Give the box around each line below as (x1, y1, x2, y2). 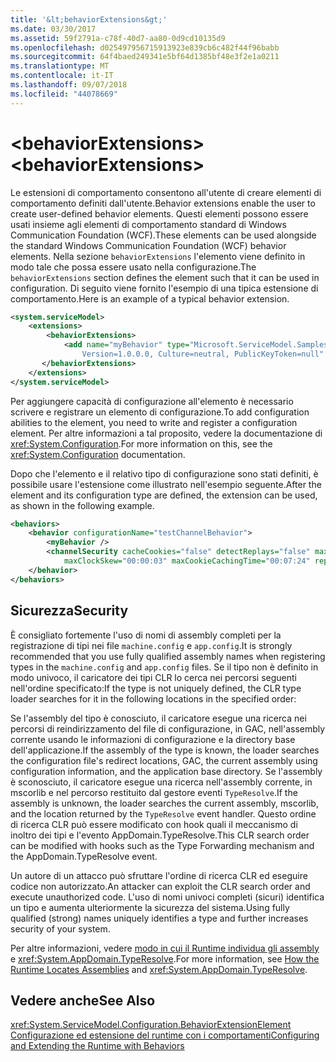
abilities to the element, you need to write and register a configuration (10, 416, 298, 428)
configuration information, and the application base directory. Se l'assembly (10, 765, 323, 777)
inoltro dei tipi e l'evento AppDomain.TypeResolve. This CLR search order (10, 829, 310, 841)
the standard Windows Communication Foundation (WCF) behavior (10, 239, 287, 251)
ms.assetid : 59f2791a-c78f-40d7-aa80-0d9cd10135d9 (10, 33, 226, 43)
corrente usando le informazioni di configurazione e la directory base (10, 733, 296, 745)
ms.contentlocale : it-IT (10, 71, 114, 81)
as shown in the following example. (10, 499, 155, 511)
